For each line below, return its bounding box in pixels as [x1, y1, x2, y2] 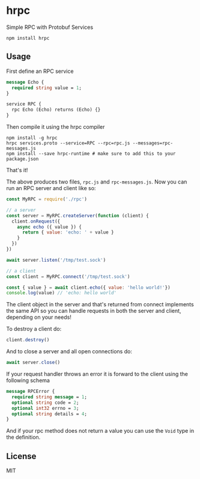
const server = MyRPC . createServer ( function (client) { [6, 212, 149, 218]
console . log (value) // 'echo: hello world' [6, 290, 117, 296]
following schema [6, 377, 50, 384]
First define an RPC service [6, 67, 74, 75]
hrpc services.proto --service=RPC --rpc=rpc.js [6, 140, 130, 146]
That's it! [6, 167, 28, 173]
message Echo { [6, 79, 44, 85]
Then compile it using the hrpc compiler [6, 123, 105, 130]
